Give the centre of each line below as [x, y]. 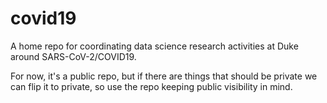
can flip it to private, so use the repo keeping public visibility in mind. [151, 86]
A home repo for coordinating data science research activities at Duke [154, 46]
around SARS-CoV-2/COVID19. [73, 56]
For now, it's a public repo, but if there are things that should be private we [164, 76]
